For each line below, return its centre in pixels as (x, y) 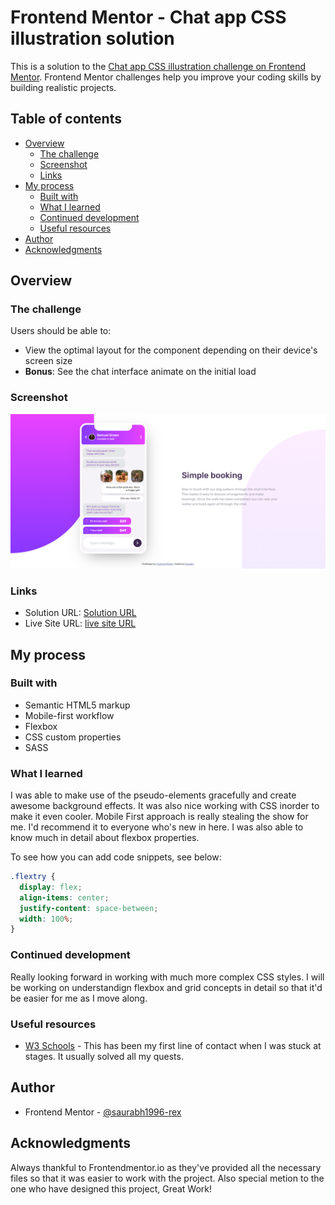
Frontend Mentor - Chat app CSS (148, 17)
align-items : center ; (64, 897)
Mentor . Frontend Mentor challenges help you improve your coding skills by (166, 77)
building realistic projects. (63, 87)
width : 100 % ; (46, 919)
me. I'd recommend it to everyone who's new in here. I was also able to (157, 827)
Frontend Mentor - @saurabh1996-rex (103, 1112)
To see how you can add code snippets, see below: (116, 857)
